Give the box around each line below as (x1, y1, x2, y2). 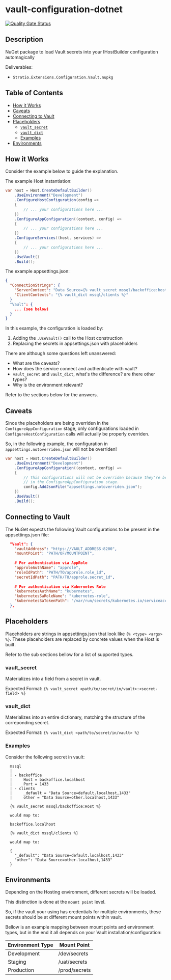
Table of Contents (5, 89, 64, 97)
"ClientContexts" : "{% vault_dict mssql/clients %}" (14, 292, 129, 297)
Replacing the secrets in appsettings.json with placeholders (12, 340, 138, 347)
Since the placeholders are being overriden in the (5, 420, 109, 426)
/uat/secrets (58, 959, 88, 966)
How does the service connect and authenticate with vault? (12, 366, 137, 372)
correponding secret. (5, 720, 50, 726)
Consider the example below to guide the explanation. (5, 168, 119, 174)
